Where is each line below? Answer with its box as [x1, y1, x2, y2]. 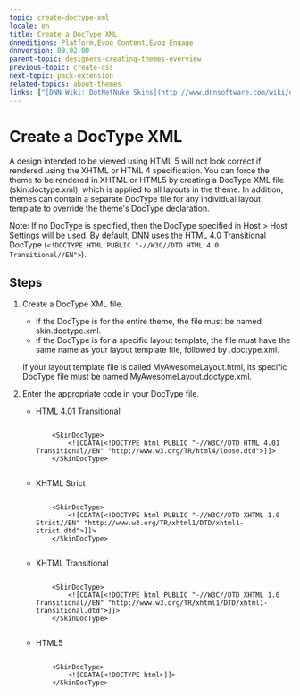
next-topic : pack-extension [9, 71, 114, 80]
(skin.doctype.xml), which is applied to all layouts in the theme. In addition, [9, 184, 284, 195]
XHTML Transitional [35, 558, 109, 568]
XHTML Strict [35, 478, 87, 489]
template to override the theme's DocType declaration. [9, 203, 210, 214]
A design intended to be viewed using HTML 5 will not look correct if [9, 155, 262, 166]
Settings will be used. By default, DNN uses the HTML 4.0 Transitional [9, 230, 266, 241]
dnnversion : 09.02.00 [9, 46, 90, 55]
